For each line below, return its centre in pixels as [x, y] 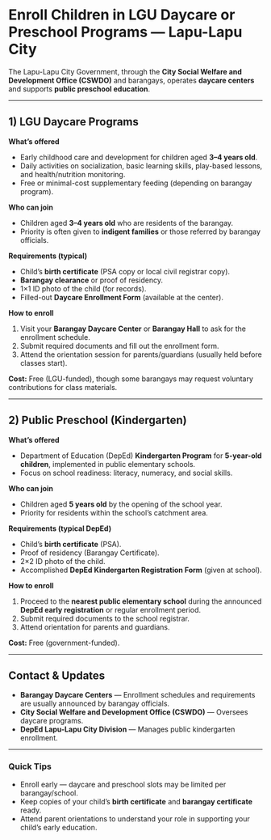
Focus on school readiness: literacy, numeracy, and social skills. [126, 473]
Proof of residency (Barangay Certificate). [90, 553]
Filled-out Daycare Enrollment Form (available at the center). [122, 297]
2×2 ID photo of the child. [63, 561]
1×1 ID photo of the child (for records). [83, 288]
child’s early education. [58, 827]
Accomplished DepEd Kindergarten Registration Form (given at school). [141, 570]
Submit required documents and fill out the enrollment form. [119, 346]
